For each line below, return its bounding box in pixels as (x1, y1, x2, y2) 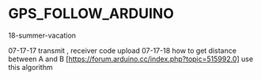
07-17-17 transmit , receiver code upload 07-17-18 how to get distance (8, 45, 237, 55)
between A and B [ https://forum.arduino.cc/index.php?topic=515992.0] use (8, 54, 254, 64)
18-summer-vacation (8, 31, 77, 40)
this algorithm (8, 62, 53, 71)
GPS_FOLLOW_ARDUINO (8, 5, 174, 23)
